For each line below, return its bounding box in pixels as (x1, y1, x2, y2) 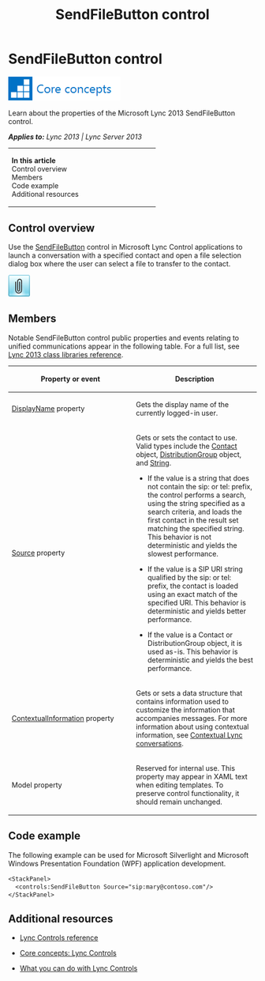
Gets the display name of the (136, 399, 230, 409)
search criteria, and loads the (147, 507, 242, 516)
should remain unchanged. (136, 797, 222, 807)
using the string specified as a (147, 498, 246, 507)
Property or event (40, 374, 101, 384)
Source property (11, 548, 65, 558)
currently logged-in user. (136, 408, 218, 417)
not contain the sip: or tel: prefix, (147, 481, 252, 491)
